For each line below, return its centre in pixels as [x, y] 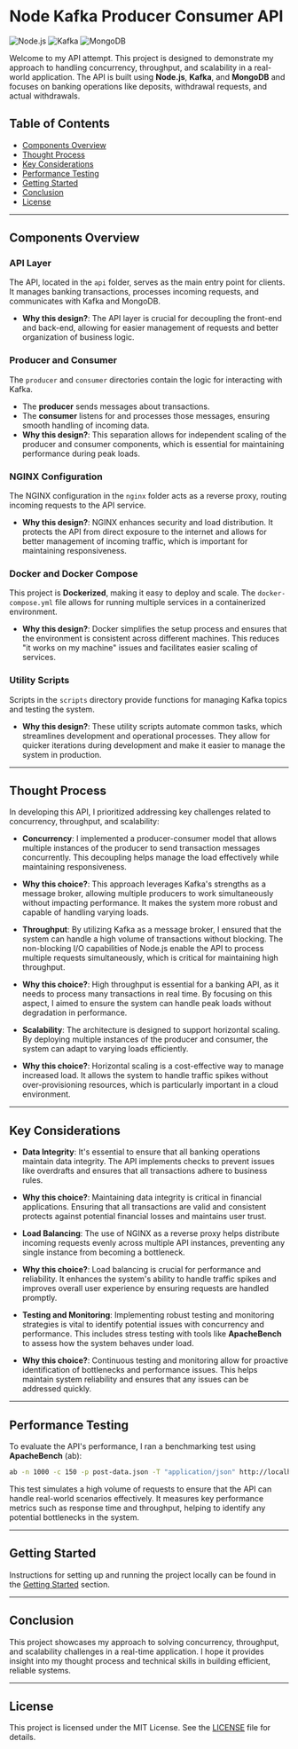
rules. [32, 1180]
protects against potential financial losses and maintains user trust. [144, 1217]
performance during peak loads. [81, 453]
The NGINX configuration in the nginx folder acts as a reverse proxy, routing [148, 496]
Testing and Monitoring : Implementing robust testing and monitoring [148, 1315]
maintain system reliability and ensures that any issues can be [135, 1379]
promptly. [39, 1298]
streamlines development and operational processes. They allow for [146, 736]
